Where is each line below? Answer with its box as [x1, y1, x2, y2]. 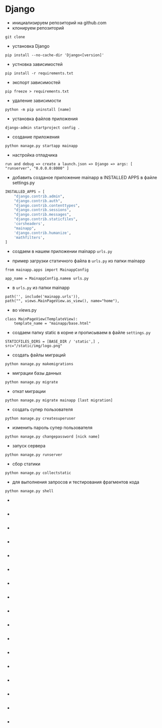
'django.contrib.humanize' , [14, 230, 71, 235]
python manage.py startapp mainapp [5, 143, 78, 148]
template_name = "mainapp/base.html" [14, 321, 91, 326]
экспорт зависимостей [12, 79, 60, 85]
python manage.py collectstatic [5, 471, 71, 475]
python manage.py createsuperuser [5, 416, 76, 421]
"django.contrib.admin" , [14, 193, 65, 199]
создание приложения [12, 134, 60, 140]
